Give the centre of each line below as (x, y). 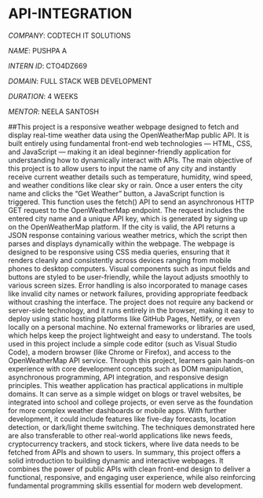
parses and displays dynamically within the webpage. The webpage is (122, 244)
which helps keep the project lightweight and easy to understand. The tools (130, 335)
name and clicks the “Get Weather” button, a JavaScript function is (117, 193)
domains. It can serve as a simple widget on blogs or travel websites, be (125, 394)
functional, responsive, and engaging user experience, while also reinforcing (132, 477)
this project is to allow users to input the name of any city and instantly (122, 168)
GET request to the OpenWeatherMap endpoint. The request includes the (126, 210)
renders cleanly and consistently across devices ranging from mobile (120, 260)
